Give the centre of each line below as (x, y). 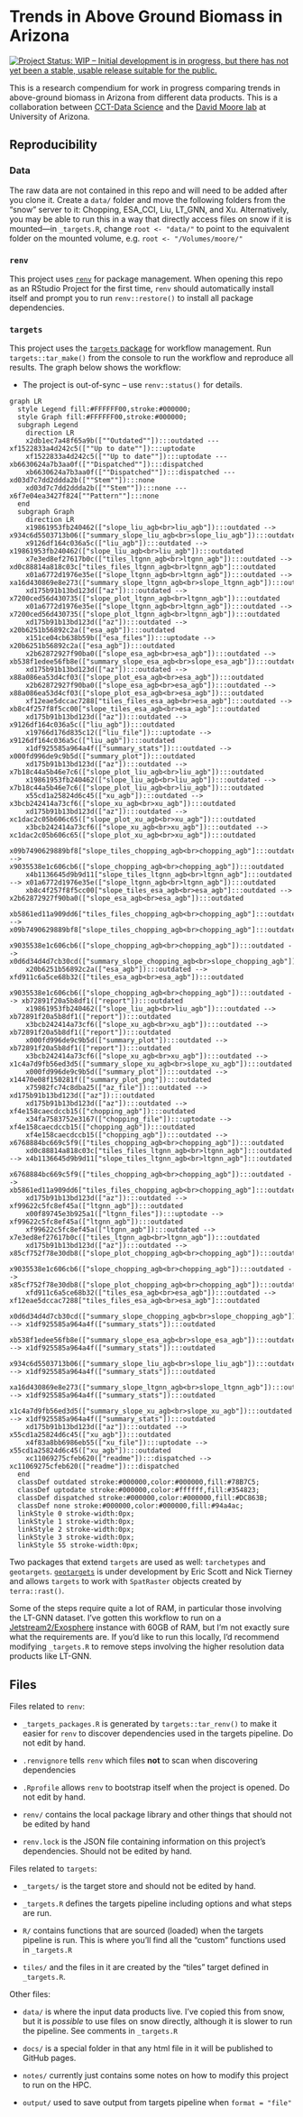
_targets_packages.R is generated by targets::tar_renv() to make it (150, 1724)
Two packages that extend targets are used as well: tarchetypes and (138, 1563)
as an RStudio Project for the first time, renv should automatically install (142, 288)
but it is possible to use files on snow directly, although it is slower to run (157, 2021)
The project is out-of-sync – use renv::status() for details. (133, 385)
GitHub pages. (49, 2058)
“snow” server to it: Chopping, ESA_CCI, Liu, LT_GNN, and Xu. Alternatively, (149, 209)
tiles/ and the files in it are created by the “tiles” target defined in (145, 1967)
